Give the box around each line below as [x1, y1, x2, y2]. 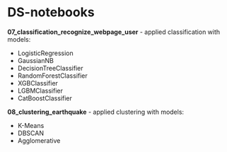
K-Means [17, 121, 45, 129]
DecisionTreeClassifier [17, 64, 83, 72]
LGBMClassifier [17, 86, 64, 95]
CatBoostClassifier [17, 93, 73, 103]
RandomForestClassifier [17, 71, 88, 80]
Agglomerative [17, 136, 61, 145]
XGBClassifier [17, 78, 59, 87]
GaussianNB [17, 56, 54, 64]
